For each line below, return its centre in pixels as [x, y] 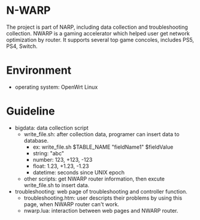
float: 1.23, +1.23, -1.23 [61, 166]
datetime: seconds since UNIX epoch [78, 172]
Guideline [31, 111]
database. [36, 140]
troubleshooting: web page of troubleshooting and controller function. [101, 191]
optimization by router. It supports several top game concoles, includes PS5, [100, 40]
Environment [39, 70]
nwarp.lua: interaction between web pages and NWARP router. [101, 210]
